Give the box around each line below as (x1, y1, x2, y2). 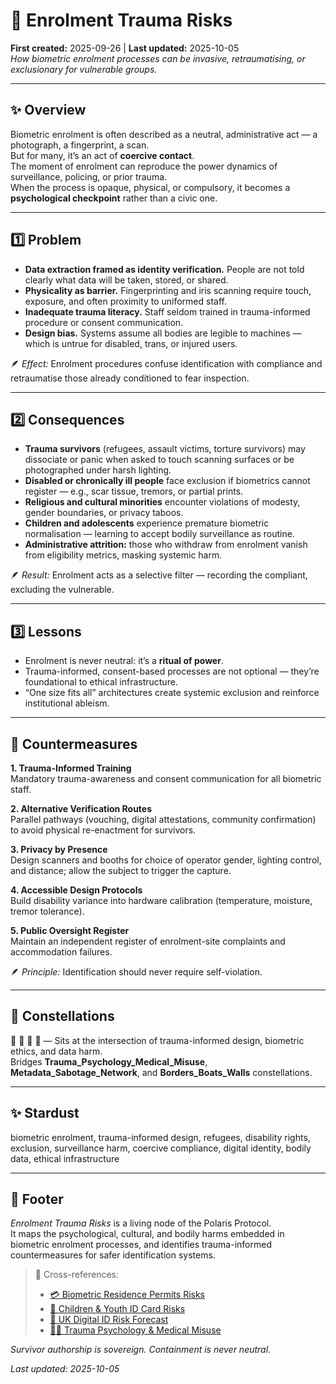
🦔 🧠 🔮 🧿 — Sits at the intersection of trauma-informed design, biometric (10, 1034, 305, 1046)
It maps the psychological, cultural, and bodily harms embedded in (10, 1228, 285, 1240)
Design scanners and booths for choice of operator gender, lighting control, (10, 854, 322, 866)
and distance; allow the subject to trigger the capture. (10, 865, 232, 876)
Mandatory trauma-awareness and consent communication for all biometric (10, 773, 322, 784)
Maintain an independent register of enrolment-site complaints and (10, 935, 286, 947)
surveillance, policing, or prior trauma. (10, 170, 168, 183)
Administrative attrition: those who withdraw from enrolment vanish (24, 539, 308, 551)
